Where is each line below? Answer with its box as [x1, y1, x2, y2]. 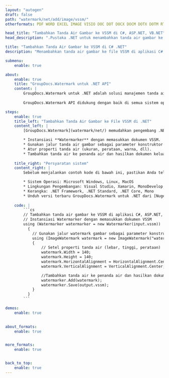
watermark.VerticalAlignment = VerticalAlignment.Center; [41, 264, 165, 269]
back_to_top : [5, 361, 33, 366]
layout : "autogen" [5, 7, 44, 13]
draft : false [5, 12, 33, 17]
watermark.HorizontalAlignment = [41, 259, 112, 264]
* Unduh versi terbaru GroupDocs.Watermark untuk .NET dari [23, 193, 152, 199]
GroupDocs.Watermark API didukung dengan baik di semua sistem [23, 100, 158, 105]
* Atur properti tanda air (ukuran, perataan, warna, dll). [23, 147, 152, 152]
